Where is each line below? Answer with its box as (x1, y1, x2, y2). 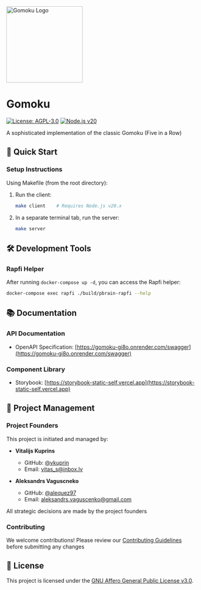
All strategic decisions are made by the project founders (6, 507, 147, 515)
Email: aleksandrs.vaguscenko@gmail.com (24, 495, 132, 503)
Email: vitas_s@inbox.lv (24, 465, 83, 473)
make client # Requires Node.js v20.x (15, 203, 122, 209)
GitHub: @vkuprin (24, 459, 69, 466)
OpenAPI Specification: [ (15, 343, 77, 351)
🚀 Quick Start (6, 147, 58, 158)
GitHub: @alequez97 (24, 489, 77, 497)
